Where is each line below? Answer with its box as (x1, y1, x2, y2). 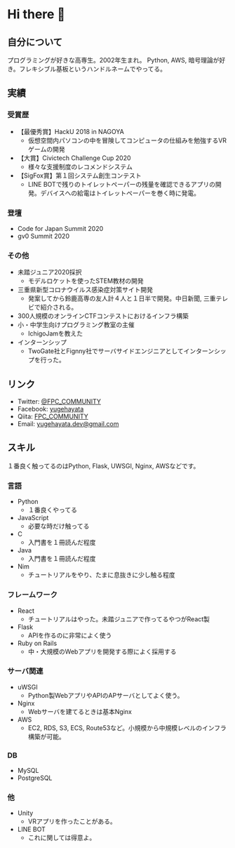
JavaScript (17, 514, 49, 522)
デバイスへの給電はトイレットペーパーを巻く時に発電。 (40, 189, 201, 197)
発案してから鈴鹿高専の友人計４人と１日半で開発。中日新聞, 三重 (27, 294, 216, 303)
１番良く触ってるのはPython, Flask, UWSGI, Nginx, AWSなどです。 (7, 461, 200, 470)
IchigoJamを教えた (27, 329, 83, 338)
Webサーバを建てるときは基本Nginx (27, 707, 132, 715)
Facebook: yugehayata (17, 405, 84, 413)
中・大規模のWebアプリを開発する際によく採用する (27, 647, 177, 656)
